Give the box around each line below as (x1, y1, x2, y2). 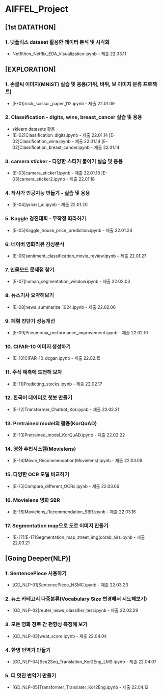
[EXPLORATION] (5, 65, 56, 74)
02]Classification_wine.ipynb (12, 138, 71, 144)
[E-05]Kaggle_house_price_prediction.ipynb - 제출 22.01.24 (12, 227, 133, 233)
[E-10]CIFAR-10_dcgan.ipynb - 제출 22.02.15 (12, 355, 101, 361)
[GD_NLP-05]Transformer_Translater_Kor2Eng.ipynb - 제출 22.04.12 (12, 684, 149, 690)
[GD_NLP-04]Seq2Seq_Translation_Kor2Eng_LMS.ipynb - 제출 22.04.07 (12, 659, 157, 665)
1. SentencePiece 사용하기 (5, 570, 67, 577)
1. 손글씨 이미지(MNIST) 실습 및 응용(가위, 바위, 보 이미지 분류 (5, 81, 142, 88)
